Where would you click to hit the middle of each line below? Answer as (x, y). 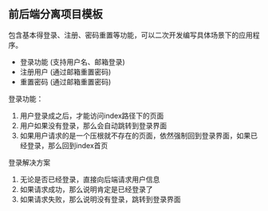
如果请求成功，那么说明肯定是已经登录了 (86, 189)
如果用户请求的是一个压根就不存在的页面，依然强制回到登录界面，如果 (135, 135)
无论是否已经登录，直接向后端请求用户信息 (90, 179)
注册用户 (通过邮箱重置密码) (65, 72)
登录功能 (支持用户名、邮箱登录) (72, 61)
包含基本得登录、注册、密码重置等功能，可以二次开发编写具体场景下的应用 (130, 35)
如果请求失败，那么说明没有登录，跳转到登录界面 (100, 199)
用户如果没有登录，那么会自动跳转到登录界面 (93, 125)
